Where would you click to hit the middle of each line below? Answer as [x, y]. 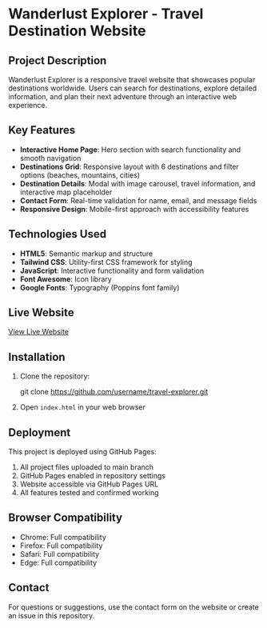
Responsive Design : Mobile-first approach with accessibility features [134, 209]
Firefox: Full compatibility [61, 546]
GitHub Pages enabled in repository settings [93, 476]
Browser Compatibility [65, 518]
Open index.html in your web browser [82, 407]
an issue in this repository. [52, 615]
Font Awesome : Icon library [66, 279]
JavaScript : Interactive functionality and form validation [112, 270]
